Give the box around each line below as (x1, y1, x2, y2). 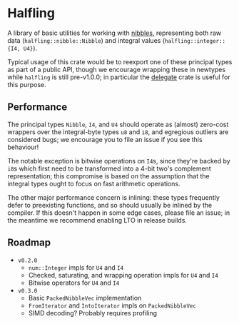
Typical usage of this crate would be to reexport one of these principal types (7, 57, 233, 66)
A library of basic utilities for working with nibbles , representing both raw (7, 29, 222, 37)
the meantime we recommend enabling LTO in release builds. (7, 216, 188, 224)
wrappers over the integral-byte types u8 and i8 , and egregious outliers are (7, 127, 229, 136)
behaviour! (7, 143, 39, 151)
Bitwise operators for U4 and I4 (28, 278, 120, 287)
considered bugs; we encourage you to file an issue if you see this (7, 135, 203, 143)
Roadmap (7, 237, 51, 249)
